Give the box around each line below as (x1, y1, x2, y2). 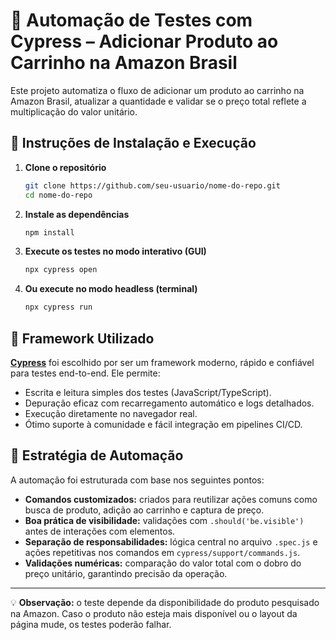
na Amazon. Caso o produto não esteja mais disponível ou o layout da (10, 607, 298, 619)
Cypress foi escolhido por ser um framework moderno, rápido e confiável (10, 356, 315, 368)
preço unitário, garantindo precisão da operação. (24, 567, 228, 579)
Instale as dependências (24, 208, 130, 220)
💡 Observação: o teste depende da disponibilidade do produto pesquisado (10, 596, 320, 608)
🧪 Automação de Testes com (10, 9, 253, 32)
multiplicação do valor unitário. (10, 105, 138, 118)
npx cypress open (24, 265, 98, 275)
